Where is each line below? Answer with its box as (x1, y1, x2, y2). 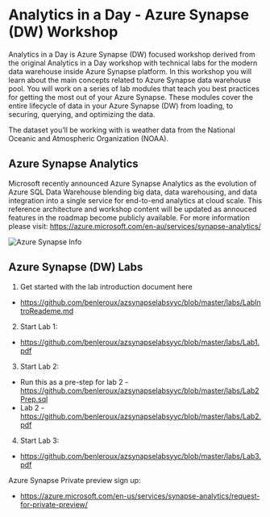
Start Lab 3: (19, 436, 60, 445)
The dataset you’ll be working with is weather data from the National (8, 125, 235, 135)
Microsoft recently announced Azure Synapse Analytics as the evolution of (8, 178, 257, 188)
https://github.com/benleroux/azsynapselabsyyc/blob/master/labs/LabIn (19, 297, 262, 307)
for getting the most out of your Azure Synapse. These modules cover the (8, 92, 254, 102)
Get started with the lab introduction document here (19, 281, 193, 291)
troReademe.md (19, 306, 74, 315)
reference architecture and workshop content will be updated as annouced (8, 204, 257, 214)
